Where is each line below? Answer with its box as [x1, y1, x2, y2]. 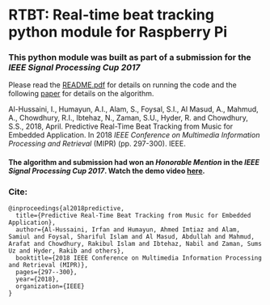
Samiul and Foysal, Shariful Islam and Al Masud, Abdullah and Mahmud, [8, 233, 255, 241]
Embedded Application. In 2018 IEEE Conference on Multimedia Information [8, 130, 260, 140]
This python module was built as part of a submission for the [8, 52, 252, 63]
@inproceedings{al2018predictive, [8, 205, 125, 213]
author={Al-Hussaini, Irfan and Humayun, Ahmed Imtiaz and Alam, [15, 226, 241, 234]
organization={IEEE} [15, 282, 85, 290]
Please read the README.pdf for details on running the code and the [8, 80, 237, 90]
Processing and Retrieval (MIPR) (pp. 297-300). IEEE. [8, 139, 186, 149]
